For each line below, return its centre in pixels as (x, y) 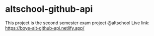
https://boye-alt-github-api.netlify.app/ (45, 28)
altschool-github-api (49, 9)
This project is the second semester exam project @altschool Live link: (77, 23)
